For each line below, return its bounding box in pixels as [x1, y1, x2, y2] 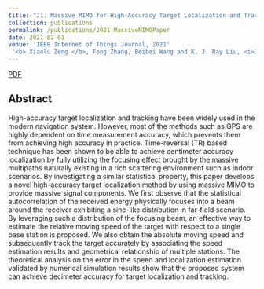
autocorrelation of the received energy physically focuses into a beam [8, 196, 235, 206]
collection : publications [8, 19, 93, 27]
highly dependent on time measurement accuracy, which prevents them [8, 130, 241, 139]
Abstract [8, 92, 53, 106]
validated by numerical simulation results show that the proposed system [8, 263, 245, 273]
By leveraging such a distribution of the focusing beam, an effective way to [8, 213, 251, 222]
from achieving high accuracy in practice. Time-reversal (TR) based [8, 138, 228, 148]
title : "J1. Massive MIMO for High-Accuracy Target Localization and [8, 11, 241, 20]
